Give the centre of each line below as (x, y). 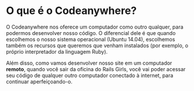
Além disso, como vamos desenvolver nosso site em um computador (89, 63)
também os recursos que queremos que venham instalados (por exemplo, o (97, 45)
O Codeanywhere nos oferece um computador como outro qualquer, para (95, 27)
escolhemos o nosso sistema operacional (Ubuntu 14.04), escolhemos (91, 39)
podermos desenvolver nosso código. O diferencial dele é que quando (91, 33)
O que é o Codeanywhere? (72, 11)
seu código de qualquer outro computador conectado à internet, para (90, 75)
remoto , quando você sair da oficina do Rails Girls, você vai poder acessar (96, 69)
